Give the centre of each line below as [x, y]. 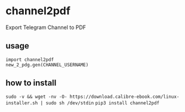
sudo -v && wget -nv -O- [36, 97]
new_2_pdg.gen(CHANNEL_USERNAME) [47, 65]
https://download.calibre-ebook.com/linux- [124, 97]
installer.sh [22, 103]
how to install [31, 83]
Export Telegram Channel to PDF [46, 27]
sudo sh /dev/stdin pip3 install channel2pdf [102, 103]
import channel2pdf [30, 60]
